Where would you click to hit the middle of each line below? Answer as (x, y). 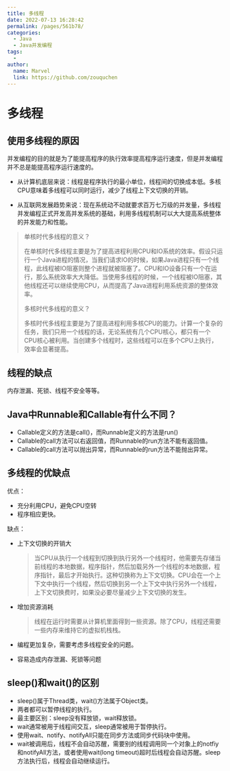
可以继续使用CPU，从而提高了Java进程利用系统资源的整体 (130, 286)
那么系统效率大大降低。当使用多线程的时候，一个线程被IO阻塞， (126, 277)
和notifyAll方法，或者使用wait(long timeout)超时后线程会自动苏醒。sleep (119, 752)
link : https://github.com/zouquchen (65, 77)
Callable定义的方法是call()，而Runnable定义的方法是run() (98, 432)
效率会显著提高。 (48, 349)
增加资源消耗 (35, 607)
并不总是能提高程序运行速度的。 (52, 167)
